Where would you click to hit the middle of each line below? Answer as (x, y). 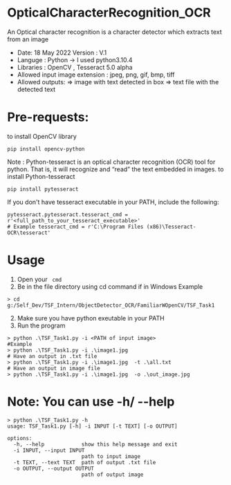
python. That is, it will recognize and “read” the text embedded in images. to (115, 169)
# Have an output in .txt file (52, 356)
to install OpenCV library (42, 136)
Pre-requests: (48, 117)
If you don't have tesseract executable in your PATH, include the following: (113, 202)
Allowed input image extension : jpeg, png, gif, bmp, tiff (96, 75)
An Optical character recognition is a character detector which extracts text (115, 32)
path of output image (112, 475)
